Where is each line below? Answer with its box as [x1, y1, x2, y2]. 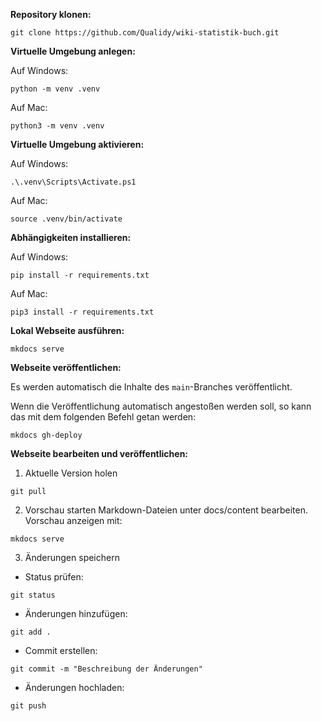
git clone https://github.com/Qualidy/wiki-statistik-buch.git [10, 28, 280, 38]
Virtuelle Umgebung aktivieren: [10, 139, 145, 150]
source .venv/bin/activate [10, 214, 123, 224]
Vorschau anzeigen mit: [24, 515, 123, 526]
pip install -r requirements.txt [10, 270, 150, 280]
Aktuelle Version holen [24, 467, 118, 479]
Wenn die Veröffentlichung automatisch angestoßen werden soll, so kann [10, 400, 312, 412]
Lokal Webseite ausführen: [10, 325, 125, 336]
